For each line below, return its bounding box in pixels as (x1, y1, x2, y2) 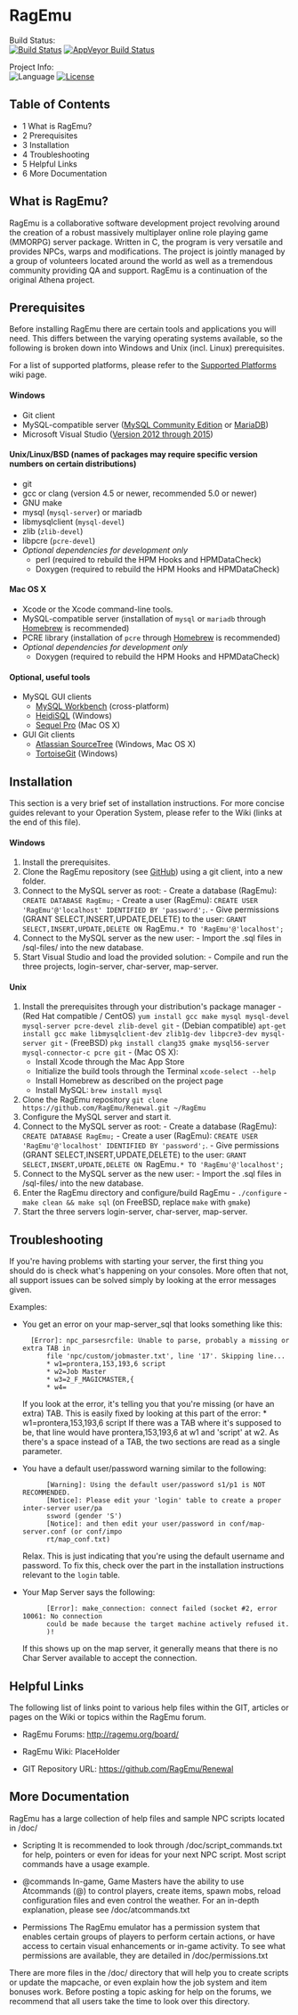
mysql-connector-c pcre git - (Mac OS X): (21, 1047, 180, 1057)
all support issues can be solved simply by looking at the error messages (9, 1275, 277, 1286)
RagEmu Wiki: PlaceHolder (21, 1747, 120, 1757)
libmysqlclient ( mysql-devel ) (21, 516, 125, 527)
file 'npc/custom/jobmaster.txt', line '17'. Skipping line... (45, 1352, 286, 1361)
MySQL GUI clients (21, 692, 92, 703)
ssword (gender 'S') (45, 1512, 123, 1521)
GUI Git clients (21, 729, 76, 740)
